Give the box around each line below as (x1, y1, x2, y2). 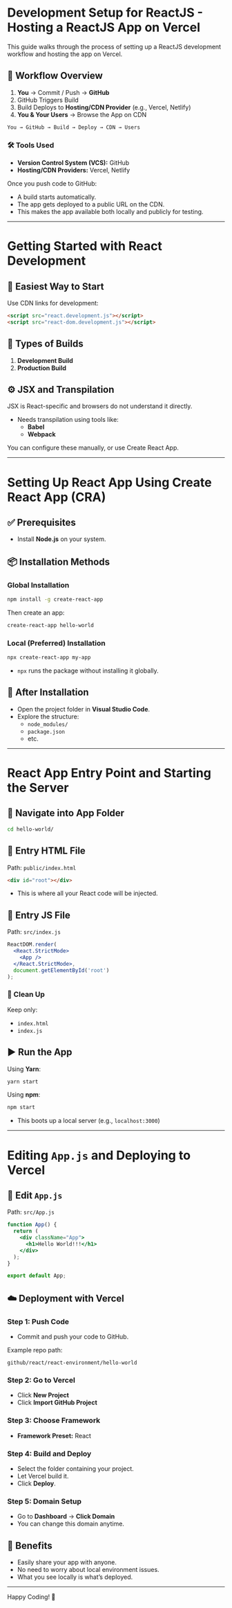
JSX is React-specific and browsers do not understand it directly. (7, 402, 193, 410)
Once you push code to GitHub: (7, 179, 97, 188)
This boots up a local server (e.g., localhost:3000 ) (17, 1117, 160, 1125)
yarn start (7, 1078, 39, 1085)
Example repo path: (7, 1346, 63, 1354)
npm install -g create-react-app (7, 596, 104, 603)
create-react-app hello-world (7, 621, 95, 628)
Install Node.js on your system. (17, 535, 106, 543)
